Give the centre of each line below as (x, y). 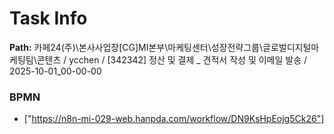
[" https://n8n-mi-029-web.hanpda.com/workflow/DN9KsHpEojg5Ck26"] (174, 119)
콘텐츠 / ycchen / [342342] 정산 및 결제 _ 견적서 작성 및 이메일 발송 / (172, 59)
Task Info (48, 18)
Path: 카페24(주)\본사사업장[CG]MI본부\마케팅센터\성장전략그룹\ (136, 47)
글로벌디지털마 (291, 47)
